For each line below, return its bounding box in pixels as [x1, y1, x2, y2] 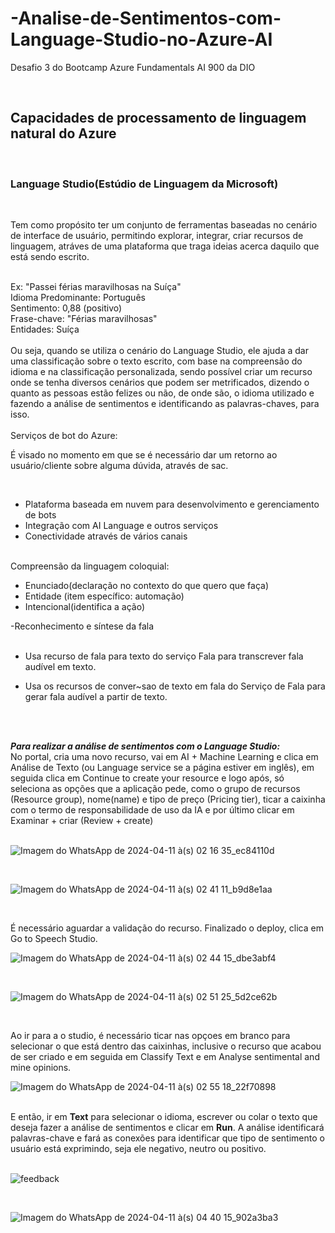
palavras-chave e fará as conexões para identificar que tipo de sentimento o [10, 1132, 325, 1144]
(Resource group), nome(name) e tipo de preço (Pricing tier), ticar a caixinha [10, 793, 326, 806]
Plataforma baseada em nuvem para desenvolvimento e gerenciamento [24, 498, 320, 511]
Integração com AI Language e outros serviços [24, 520, 219, 532]
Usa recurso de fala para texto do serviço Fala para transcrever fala [24, 650, 304, 662]
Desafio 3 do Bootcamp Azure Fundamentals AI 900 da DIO [10, 61, 256, 73]
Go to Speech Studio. [10, 933, 98, 945]
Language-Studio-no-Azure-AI [10, 28, 273, 51]
